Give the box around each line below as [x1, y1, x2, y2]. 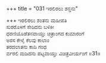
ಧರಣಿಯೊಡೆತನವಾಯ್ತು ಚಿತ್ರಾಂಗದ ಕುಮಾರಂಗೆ [6, 30, 85, 37]
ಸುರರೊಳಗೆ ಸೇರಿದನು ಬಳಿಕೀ [6, 24, 55, 30]
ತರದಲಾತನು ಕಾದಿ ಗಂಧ [6, 44, 47, 50]
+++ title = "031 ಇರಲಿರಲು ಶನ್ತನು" [6, 5, 79, 12]
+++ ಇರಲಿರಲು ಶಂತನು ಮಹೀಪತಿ [6, 17, 67, 24]
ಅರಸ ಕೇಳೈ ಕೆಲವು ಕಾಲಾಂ [6, 37, 49, 44]
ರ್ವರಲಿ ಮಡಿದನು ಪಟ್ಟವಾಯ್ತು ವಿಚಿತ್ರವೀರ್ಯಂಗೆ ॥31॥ [6, 50, 101, 57]
